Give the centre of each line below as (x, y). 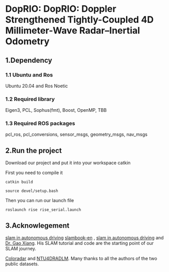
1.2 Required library (30, 99)
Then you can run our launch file (40, 201)
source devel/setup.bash (32, 191)
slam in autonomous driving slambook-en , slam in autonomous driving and (84, 238)
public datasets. (22, 264)
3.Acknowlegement (37, 225)
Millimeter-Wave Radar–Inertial (73, 31)
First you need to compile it (34, 173)
